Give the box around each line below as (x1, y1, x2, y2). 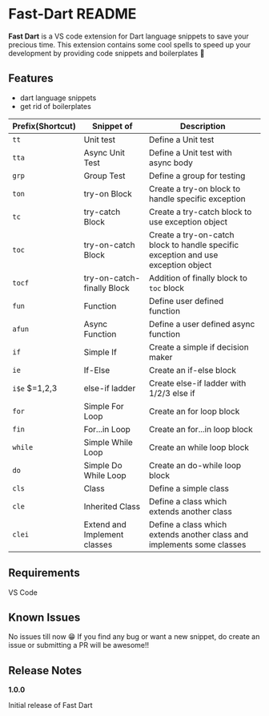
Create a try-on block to (148, 183, 241, 194)
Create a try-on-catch (148, 229, 235, 241)
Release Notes (8, 663, 82, 678)
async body (148, 157, 194, 168)
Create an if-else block (148, 364, 236, 375)
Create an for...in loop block (148, 423, 254, 435)
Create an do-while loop (148, 459, 242, 471)
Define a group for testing (148, 170, 246, 181)
